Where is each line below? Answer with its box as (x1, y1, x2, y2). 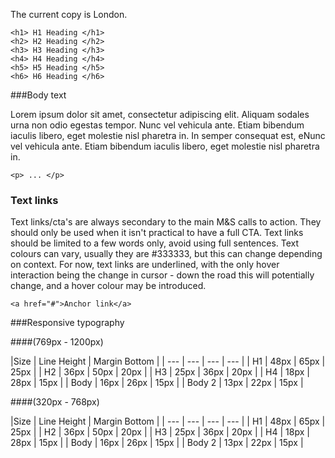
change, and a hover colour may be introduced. (10, 280, 207, 292)
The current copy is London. (10, 9, 128, 20)
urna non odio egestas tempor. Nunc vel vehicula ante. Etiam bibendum (10, 119, 305, 131)
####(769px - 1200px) (10, 336, 104, 348)
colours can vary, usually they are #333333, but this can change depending (10, 248, 323, 260)
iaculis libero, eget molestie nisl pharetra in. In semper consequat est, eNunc (10, 130, 326, 141)
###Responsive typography (10, 317, 125, 329)
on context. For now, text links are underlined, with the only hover (10, 259, 280, 271)
